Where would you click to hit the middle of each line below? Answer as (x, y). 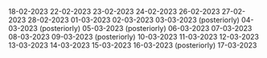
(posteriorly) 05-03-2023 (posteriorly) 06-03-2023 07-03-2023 (146, 28)
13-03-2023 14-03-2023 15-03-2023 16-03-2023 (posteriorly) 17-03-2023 (133, 45)
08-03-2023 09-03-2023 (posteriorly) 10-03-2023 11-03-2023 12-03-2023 (134, 37)
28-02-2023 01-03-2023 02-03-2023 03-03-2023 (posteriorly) (133, 20)
